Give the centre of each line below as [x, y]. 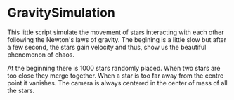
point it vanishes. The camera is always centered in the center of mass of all [117, 83]
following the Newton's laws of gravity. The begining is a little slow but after [117, 39]
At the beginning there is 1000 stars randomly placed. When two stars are [114, 68]
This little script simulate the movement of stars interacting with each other [116, 32]
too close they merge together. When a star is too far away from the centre [116, 76]
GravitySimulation [61, 13]
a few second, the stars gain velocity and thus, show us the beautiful [107, 47]
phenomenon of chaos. [41, 55]
